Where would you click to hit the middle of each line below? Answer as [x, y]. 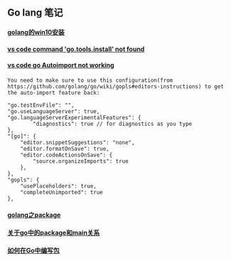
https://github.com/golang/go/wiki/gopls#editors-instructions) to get [116, 86]
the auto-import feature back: [54, 92]
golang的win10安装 [36, 32]
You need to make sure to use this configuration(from [90, 80]
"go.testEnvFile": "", [41, 105]
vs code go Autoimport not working [61, 65]
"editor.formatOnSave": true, [65, 149]
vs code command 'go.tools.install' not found [76, 49]
